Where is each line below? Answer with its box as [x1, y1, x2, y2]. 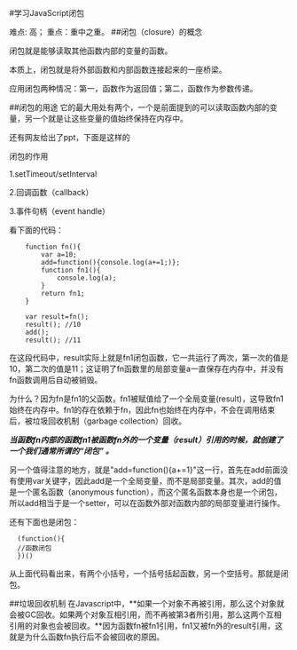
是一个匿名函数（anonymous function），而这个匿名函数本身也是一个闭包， [9, 487, 283, 497]
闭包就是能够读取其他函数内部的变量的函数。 [9, 45, 173, 56]
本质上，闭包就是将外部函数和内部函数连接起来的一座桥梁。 [9, 65, 227, 75]
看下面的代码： [9, 225, 64, 235]
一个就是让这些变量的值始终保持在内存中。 [32, 114, 188, 123]
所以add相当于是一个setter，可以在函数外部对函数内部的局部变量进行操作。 [9, 498, 285, 508]
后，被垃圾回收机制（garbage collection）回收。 [9, 416, 187, 426]
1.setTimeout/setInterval [9, 169, 98, 179]
